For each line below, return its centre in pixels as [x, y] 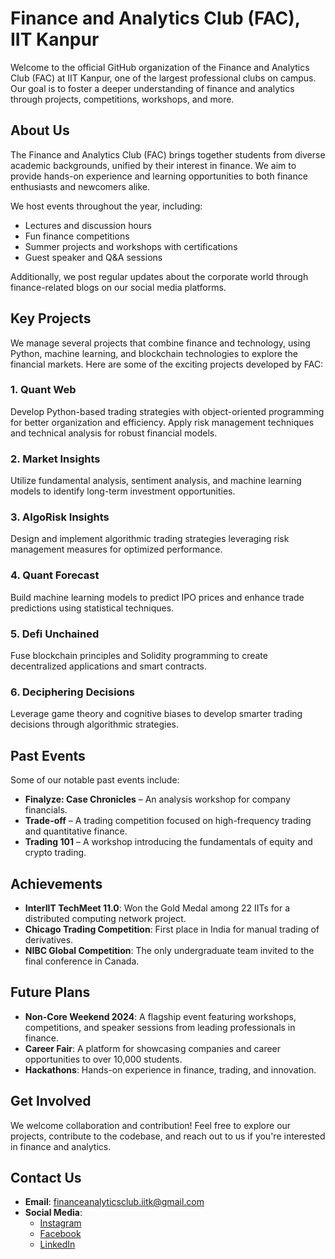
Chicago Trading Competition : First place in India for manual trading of [172, 929]
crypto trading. [55, 853]
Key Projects [51, 318]
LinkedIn [57, 1244]
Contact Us [46, 1177]
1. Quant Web [43, 390]
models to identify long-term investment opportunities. [123, 491]
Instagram [60, 1223]
